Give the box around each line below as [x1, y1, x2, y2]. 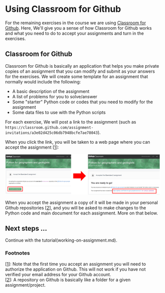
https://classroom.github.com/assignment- [5, 125, 94, 130]
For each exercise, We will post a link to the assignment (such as [5, 119, 136, 125]
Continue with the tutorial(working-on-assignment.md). [5, 237, 117, 243]
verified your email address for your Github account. [5, 271, 111, 277]
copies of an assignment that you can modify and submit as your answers [5, 68, 155, 74]
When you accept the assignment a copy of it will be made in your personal [5, 199, 158, 206]
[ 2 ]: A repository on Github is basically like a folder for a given [5, 277, 131, 283]
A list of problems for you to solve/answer [12, 93, 98, 99]
